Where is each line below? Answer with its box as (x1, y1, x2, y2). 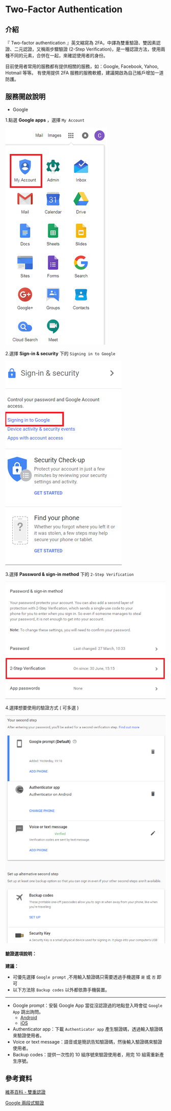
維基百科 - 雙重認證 (5, 1089, 46, 1095)
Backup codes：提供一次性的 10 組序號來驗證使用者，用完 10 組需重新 (12, 1051, 160, 1057)
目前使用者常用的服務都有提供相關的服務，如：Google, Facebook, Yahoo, (5, 63, 159, 70)
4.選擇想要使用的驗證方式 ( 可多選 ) (5, 704, 79, 711)
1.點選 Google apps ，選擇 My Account (5, 117, 85, 123)
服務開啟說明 (5, 92, 46, 101)
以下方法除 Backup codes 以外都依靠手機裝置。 (12, 986, 110, 992)
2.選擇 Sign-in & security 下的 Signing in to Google (5, 350, 116, 356)
